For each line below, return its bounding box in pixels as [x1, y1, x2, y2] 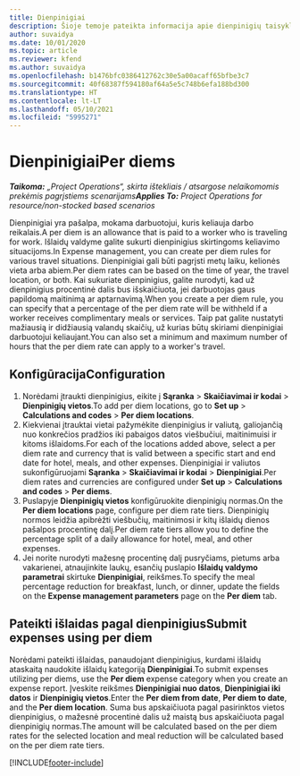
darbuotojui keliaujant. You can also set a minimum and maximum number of [9, 332, 288, 343]
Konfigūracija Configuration [9, 367, 166, 382]
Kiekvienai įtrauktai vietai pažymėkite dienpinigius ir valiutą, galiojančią [21, 419, 283, 430]
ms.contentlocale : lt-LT [9, 96, 102, 106]
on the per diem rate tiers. [9, 739, 105, 750]
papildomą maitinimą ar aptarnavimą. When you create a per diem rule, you [9, 294, 284, 304]
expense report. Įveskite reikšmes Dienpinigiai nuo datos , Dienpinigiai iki [9, 682, 281, 694]
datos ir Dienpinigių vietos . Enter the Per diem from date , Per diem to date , [9, 692, 287, 703]
